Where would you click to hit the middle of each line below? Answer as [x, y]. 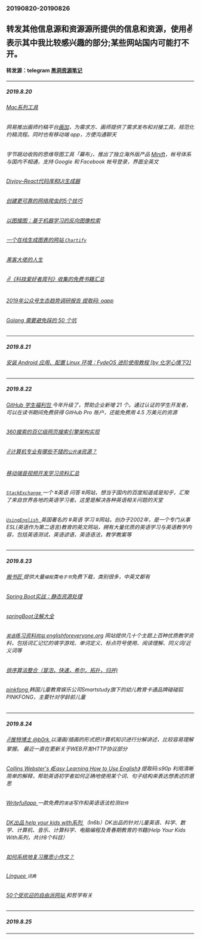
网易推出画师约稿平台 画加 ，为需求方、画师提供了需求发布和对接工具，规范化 [100, 127]
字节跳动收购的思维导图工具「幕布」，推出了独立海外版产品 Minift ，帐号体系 [99, 154]
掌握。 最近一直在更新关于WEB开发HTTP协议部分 [67, 749]
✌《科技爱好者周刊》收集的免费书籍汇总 [55, 279]
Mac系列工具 [22, 107]
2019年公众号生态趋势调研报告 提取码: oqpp [60, 300]
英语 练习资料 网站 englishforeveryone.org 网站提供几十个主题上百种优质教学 [98, 635]
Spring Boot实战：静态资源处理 [44, 596]
